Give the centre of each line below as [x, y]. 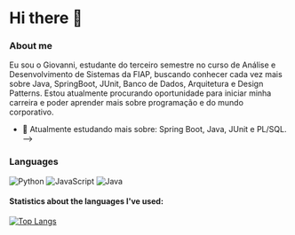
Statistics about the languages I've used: [87, 201]
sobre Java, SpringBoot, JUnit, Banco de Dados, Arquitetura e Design [136, 84]
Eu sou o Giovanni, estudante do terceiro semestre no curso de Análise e [143, 65]
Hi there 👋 [46, 18]
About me [31, 46]
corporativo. [32, 112]
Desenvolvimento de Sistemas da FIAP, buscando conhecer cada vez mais [146, 74]
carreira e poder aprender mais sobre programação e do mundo [127, 103]
